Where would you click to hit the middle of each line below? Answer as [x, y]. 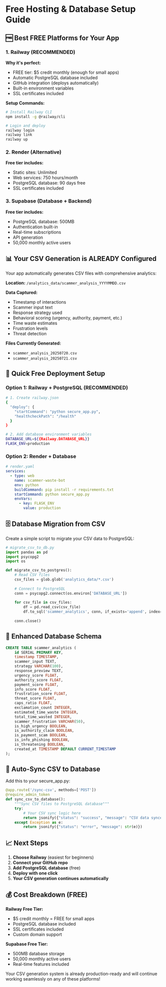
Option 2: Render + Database [41, 456]
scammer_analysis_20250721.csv [45, 358]
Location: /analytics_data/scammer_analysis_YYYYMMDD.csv [66, 283]
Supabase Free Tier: [27, 944]
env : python [27, 485]
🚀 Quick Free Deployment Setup [55, 373]
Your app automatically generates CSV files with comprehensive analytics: [81, 273]
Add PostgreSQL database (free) [47, 868]
